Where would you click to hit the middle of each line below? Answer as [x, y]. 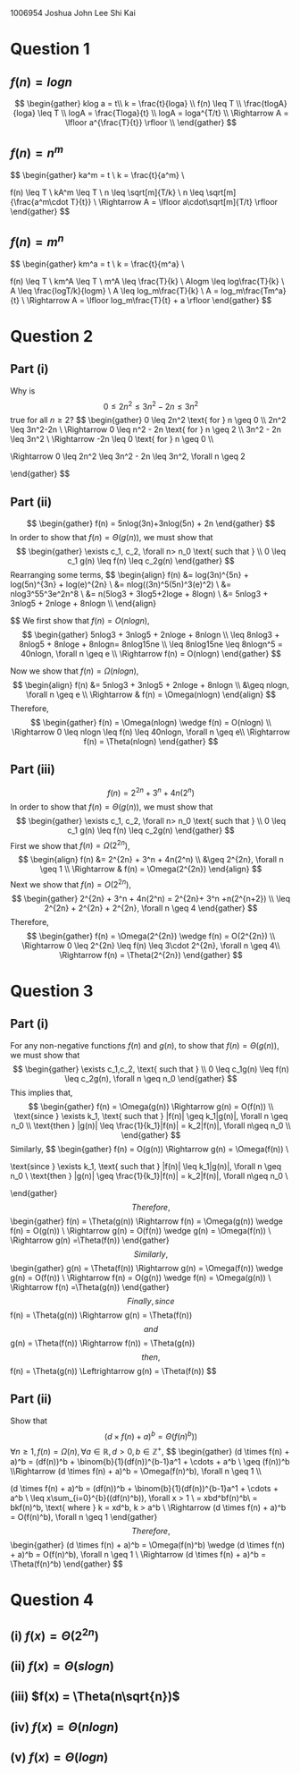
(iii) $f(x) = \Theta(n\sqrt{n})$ [95, 1697]
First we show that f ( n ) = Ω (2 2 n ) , [70, 845]
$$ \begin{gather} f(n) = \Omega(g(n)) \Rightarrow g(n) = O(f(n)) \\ [151, 1106]
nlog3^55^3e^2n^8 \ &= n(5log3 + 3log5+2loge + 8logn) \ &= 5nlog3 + [139, 594]
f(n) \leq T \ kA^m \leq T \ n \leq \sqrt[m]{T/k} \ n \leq [107, 192]
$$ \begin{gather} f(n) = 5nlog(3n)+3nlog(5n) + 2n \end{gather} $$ [151, 523]
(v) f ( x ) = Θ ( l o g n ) [59, 1757]
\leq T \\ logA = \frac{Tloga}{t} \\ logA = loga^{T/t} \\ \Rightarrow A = [163, 113]
